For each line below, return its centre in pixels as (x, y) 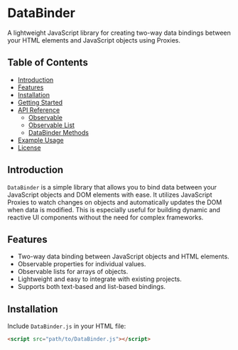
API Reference (39, 110)
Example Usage (40, 140)
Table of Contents (48, 63)
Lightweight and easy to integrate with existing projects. (100, 279)
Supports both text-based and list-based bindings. (91, 287)
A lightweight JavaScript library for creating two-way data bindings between (119, 33)
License (29, 148)
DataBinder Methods (58, 132)
